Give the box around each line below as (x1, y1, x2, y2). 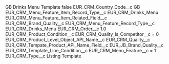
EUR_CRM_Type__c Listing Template (5, 53, 81, 59)
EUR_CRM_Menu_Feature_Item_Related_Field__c (5, 15, 108, 21)
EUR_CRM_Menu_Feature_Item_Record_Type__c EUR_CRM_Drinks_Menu (5, 9, 159, 15)
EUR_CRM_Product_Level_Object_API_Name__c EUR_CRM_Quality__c (5, 37, 150, 42)
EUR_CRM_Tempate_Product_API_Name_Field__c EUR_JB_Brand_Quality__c (5, 42, 164, 48)
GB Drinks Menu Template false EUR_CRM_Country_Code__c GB (5, 4, 140, 10)
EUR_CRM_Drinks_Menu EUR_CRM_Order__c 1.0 (5, 26, 107, 32)
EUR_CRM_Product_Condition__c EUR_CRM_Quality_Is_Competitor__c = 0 (5, 31, 159, 37)
